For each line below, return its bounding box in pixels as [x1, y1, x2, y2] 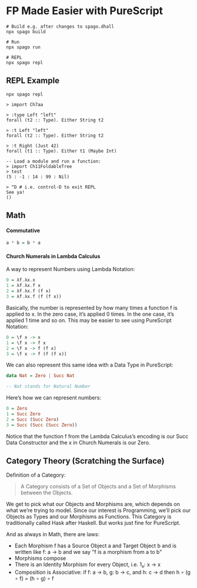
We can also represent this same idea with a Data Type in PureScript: [6, 361, 173, 369]
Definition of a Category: [6, 471, 66, 478]
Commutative [6, 227, 40, 234]
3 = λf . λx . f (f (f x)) [6, 293, 62, 300]
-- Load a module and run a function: [6, 158, 101, 164]
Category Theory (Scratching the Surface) [6, 456, 165, 466]
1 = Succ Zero [6, 411, 41, 417]
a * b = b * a [6, 240, 41, 246]
